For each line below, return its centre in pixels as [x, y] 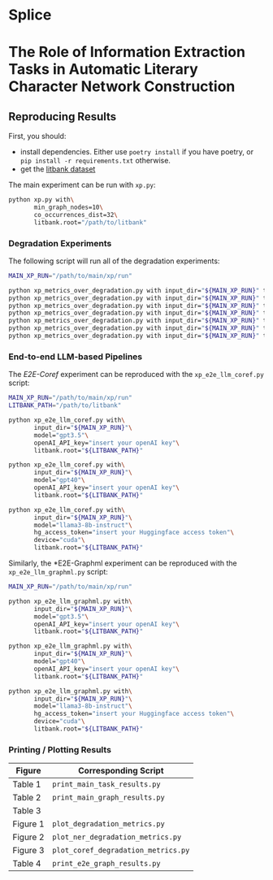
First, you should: [37, 137]
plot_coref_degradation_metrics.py [121, 850]
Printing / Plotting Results [60, 749]
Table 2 [27, 798]
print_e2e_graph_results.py [106, 864]
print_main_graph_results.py [108, 798]
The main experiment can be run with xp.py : [82, 185]
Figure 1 [28, 824]
